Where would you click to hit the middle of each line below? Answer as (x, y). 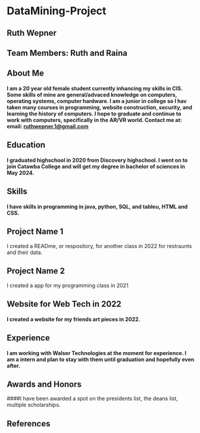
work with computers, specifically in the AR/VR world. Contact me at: (94, 120)
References (29, 423)
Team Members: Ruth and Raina (67, 53)
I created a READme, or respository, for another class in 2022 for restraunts (99, 246)
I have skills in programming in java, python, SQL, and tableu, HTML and (97, 206)
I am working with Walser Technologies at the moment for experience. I (97, 353)
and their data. (25, 252)
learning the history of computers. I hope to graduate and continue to (94, 114)
